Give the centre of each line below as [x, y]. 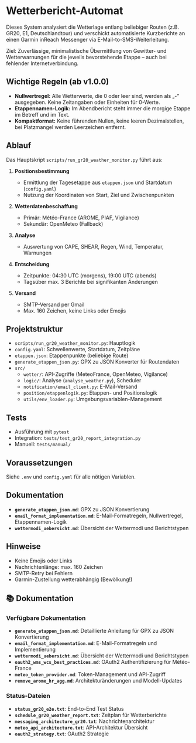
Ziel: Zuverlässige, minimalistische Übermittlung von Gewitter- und [86, 50]
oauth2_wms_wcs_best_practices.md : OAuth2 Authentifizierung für [93, 662]
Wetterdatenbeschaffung [46, 206]
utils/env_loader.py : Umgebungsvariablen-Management [92, 399]
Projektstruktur [35, 329]
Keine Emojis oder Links [43, 561]
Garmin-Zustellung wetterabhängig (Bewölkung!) [73, 579]
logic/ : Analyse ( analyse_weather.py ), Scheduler [82, 381]
